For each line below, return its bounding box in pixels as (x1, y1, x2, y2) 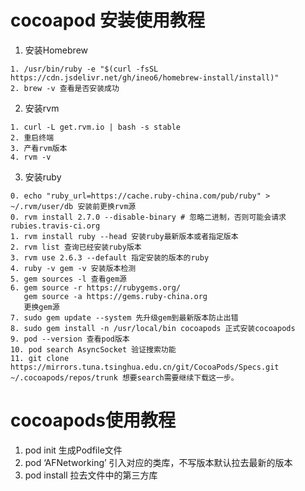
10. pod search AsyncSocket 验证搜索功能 (10, 344, 177, 355)
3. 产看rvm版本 (10, 143, 68, 153)
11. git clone (10, 353, 70, 363)
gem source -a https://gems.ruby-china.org (23, 291, 208, 301)
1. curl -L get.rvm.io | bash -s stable (10, 122, 182, 132)
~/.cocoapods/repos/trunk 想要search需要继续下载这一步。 (10, 372, 239, 383)
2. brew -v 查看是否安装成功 (10, 83, 120, 93)
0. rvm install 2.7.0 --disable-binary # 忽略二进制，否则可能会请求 (10, 212, 287, 222)
